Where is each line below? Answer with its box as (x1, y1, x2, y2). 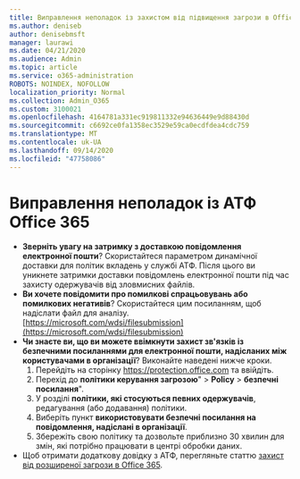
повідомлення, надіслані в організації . (35, 422, 187, 433)
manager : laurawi (9, 38, 74, 47)
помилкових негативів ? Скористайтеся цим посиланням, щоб (21, 298, 262, 309)
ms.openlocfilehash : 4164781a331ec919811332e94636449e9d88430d (9, 113, 250, 122)
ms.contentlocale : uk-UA (9, 138, 102, 147)
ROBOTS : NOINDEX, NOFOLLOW (9, 80, 110, 88)
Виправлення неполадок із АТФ (9, 193, 257, 213)
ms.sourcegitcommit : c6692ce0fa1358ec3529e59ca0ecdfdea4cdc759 (9, 122, 250, 130)
